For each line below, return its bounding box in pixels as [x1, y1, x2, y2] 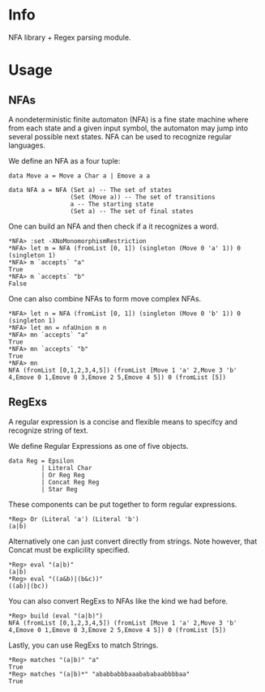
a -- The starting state [70, 200, 154, 208]
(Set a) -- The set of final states [70, 207, 194, 216]
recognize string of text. [8, 425, 89, 435]
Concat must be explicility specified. [8, 545, 130, 554]
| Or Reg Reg [41, 471, 85, 479]
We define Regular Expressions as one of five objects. [8, 441, 189, 451]
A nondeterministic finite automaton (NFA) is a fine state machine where [8, 114, 249, 124]
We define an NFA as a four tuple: [8, 156, 121, 165]
